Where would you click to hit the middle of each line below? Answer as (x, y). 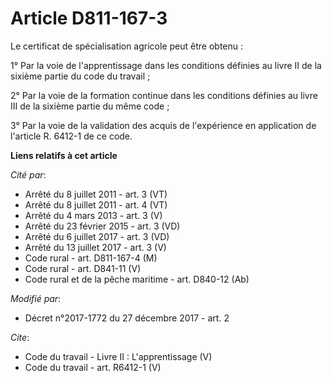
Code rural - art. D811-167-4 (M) (91, 258)
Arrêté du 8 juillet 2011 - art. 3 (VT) (96, 194)
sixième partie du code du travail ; (80, 76)
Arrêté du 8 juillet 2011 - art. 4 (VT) (96, 204)
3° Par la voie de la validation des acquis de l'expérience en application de (163, 125)
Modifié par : (36, 298)
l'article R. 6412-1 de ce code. (71, 136)
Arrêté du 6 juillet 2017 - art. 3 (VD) (97, 236)
